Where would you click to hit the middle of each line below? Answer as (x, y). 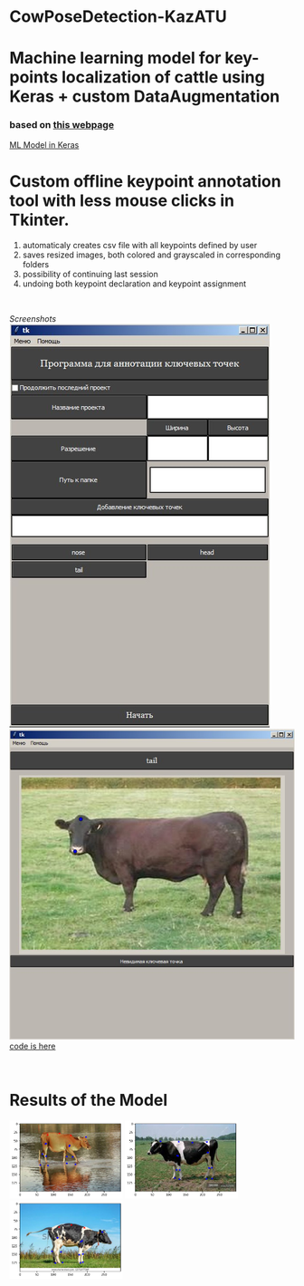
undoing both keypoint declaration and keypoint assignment (134, 284)
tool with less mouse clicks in (122, 200)
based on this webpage (62, 125)
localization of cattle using (163, 77)
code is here (33, 1046)
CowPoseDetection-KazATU (119, 17)
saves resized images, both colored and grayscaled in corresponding (151, 255)
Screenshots (33, 318)
